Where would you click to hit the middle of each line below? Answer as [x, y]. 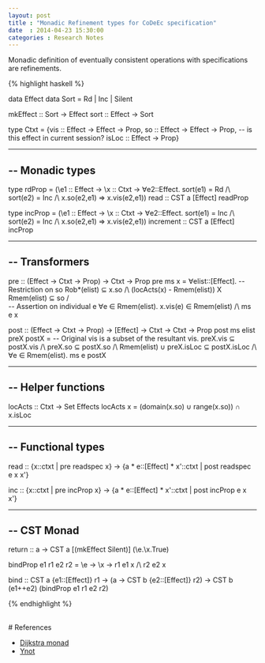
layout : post [30, 15]
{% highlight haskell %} [46, 84]
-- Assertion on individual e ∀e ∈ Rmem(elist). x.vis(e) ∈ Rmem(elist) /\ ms [130, 306]
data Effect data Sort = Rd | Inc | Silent [71, 99]
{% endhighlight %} [40, 604]
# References [30, 627]
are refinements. [35, 69]
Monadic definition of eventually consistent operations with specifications [128, 60]
